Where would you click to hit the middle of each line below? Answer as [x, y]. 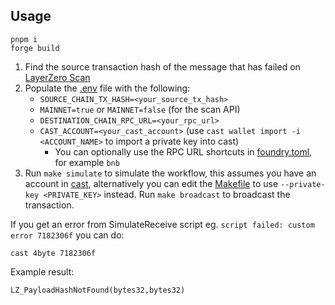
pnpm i [24, 39]
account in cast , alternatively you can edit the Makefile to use [151, 183]
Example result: [42, 271]
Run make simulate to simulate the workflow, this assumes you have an [170, 173]
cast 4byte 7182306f [53, 253]
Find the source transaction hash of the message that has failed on [162, 66]
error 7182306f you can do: [67, 235]
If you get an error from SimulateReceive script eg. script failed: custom [162, 224]
